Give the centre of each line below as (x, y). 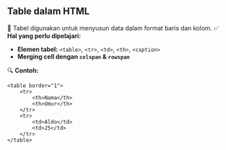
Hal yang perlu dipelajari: (44, 36)
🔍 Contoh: (23, 70)
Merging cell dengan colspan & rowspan (73, 56)
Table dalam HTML (49, 11)
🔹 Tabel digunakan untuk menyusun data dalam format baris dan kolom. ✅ (113, 28)
